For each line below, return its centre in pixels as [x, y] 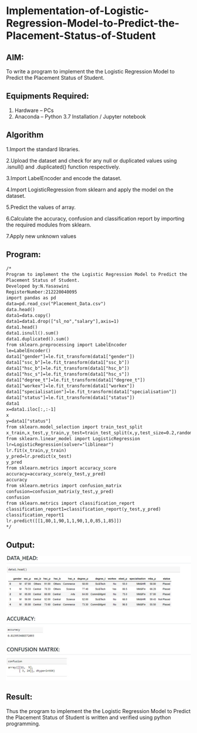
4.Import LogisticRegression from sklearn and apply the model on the [90, 190]
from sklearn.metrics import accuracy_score [61, 468]
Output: [21, 545]
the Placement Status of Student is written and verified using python [89, 717]
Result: [19, 697]
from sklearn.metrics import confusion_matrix [64, 486]
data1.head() [22, 327]
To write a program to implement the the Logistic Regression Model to [90, 71]
